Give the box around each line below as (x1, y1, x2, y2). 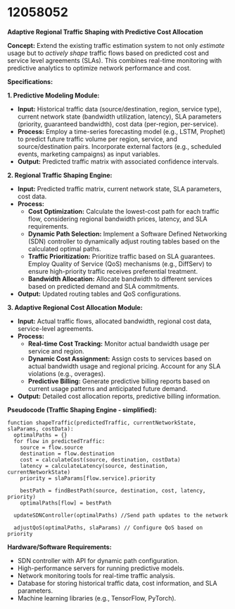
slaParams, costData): (7, 425, 74, 433)
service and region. (27, 346, 84, 355)
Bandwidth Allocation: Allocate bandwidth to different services (27, 275, 212, 283)
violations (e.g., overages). (27, 369, 106, 378)
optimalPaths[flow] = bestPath (20, 499, 112, 507)
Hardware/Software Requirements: (7, 543, 112, 551)
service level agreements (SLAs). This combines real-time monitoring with (7, 56, 222, 64)
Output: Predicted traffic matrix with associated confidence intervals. (17, 157, 220, 166)
